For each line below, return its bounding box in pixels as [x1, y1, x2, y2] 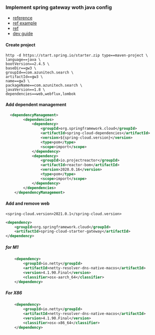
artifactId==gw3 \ [5, 74, 43, 79]
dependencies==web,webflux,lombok [5, 91, 76, 96]
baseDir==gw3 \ [5, 66, 37, 71]
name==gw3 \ [5, 78, 30, 83]
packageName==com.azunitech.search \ [5, 83, 83, 88]
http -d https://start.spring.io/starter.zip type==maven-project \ [5, 53, 148, 58]
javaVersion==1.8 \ [5, 87, 45, 92]
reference [12, 15, 33, 21]
